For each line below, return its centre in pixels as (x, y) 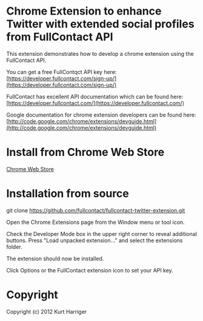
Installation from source (68, 194)
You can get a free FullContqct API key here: (62, 72)
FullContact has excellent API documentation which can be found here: (95, 96)
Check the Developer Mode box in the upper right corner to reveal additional (101, 234)
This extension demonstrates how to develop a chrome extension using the (100, 53)
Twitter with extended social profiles (101, 24)
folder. (14, 246)
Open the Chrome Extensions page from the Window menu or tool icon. (95, 222)
